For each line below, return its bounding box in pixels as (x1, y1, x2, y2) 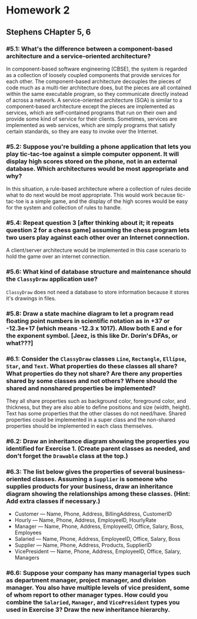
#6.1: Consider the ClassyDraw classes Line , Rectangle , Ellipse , (6, 354, 186, 362)
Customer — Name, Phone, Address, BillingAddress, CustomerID (14, 510, 172, 518)
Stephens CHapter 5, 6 (6, 27, 91, 37)
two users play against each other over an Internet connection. (6, 234, 190, 242)
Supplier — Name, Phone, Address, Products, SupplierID (14, 542, 152, 549)
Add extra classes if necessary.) (6, 497, 101, 505)
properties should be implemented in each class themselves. (6, 422, 153, 430)
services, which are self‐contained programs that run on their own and (6, 109, 177, 116)
